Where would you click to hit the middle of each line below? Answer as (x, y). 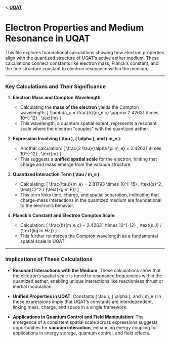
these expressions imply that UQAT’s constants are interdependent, (83, 302)
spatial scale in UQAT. (43, 241)
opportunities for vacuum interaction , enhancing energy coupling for (85, 327)
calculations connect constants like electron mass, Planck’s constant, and (82, 63)
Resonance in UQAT (48, 39)
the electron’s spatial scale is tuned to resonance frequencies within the (88, 276)
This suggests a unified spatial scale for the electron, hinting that (89, 159)
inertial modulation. (33, 286)
